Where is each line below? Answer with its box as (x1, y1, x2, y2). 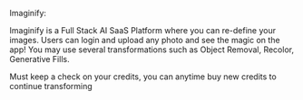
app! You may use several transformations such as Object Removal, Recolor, (9, 44, 295, 55)
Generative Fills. (9, 54, 70, 64)
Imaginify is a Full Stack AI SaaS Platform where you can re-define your (9, 25, 277, 35)
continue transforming (9, 81, 93, 91)
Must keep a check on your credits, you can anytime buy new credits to (9, 71, 277, 82)
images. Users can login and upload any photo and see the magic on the (9, 35, 280, 45)
